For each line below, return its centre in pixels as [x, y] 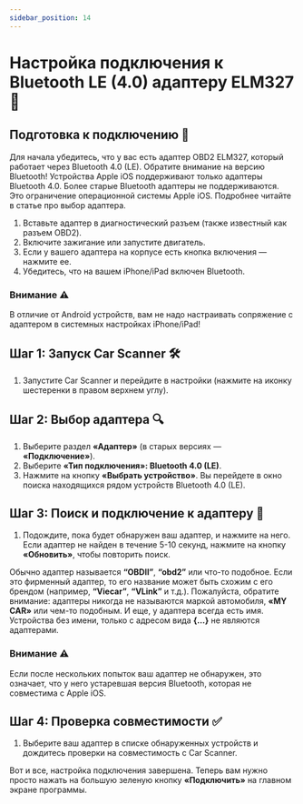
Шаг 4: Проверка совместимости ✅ [116, 722]
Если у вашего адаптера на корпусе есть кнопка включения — [145, 252]
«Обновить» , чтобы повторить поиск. [96, 555]
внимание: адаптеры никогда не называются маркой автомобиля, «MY [148, 601]
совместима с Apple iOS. [58, 693]
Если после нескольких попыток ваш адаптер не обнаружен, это [136, 673]
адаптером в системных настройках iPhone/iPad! [105, 324]
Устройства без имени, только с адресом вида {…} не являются [135, 620]
